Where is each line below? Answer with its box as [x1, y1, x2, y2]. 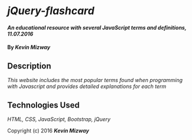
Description [7, 61, 51, 71]
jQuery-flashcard [7, 4, 95, 18]
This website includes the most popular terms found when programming [7, 77, 183, 84]
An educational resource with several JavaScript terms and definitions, [7, 24, 187, 31]
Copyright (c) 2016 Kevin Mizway [7, 127, 90, 134]
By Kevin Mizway [7, 44, 51, 51]
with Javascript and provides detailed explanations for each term [7, 83, 167, 90]
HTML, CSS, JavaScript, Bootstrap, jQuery [7, 116, 111, 122]
